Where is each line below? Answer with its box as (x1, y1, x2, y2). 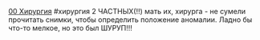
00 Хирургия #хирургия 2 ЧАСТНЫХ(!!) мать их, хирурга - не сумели (8, 7, 246, 16)
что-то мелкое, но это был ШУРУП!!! (8, 24, 132, 32)
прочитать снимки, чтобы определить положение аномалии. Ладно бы (8, 15, 253, 24)
